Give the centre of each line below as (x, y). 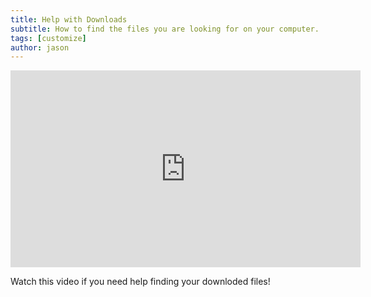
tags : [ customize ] (48, 38)
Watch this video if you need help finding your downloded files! (140, 282)
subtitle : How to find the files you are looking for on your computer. (165, 29)
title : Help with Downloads (69, 19)
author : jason (40, 47)
